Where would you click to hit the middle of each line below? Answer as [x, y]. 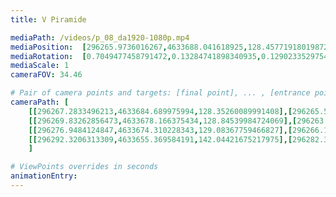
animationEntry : [44, 176]
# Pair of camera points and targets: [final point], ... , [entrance [160, 93]
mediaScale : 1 [40, 66]
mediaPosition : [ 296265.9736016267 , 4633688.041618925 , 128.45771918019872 [169, 47]
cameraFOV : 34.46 [46, 75]
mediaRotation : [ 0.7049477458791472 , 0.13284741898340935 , [136, 56]
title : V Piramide [48, 19]
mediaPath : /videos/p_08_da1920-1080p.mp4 [100, 37]
